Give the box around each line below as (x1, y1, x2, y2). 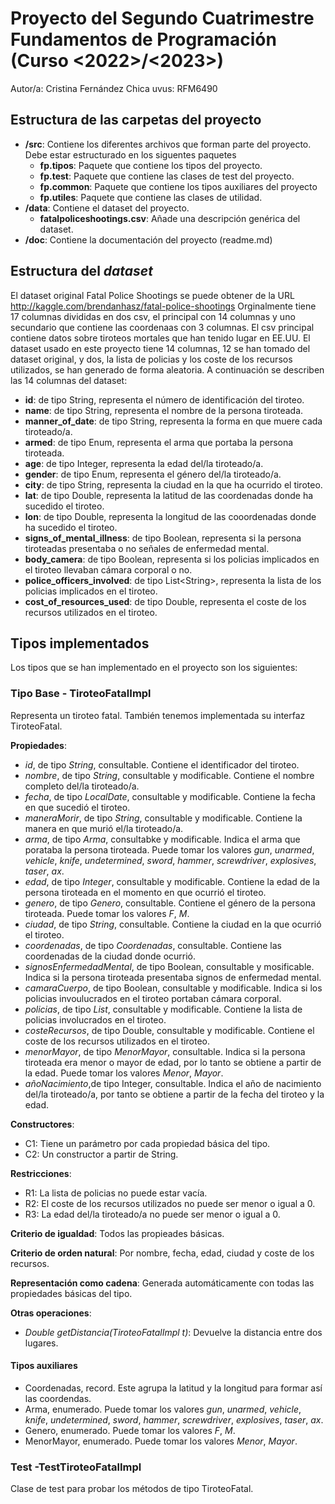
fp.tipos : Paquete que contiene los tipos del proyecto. (39, 159, 263, 171)
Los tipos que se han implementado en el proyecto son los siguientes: (10, 662, 298, 674)
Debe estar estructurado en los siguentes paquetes (24, 148, 237, 161)
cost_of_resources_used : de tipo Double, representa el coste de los (24, 595, 307, 607)
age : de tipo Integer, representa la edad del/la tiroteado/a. (24, 457, 264, 469)
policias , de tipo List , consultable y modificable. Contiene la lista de (24, 1003, 303, 1015)
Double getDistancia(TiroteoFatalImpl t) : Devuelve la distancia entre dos (24, 1326, 323, 1338)
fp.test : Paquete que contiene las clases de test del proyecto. (39, 170, 295, 182)
